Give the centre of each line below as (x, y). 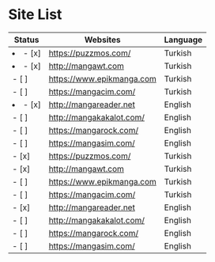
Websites (102, 40)
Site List (35, 15)
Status (26, 40)
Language (183, 40)
